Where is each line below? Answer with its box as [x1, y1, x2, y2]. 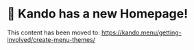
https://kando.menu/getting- [101, 28, 182, 36]
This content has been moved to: [7, 28, 101, 36]
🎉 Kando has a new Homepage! [7, 6, 189, 22]
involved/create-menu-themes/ [7, 35, 96, 43]
